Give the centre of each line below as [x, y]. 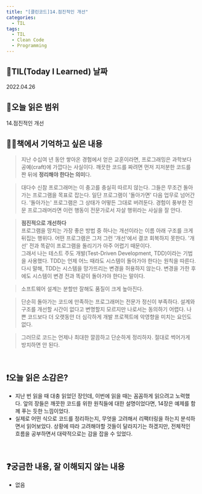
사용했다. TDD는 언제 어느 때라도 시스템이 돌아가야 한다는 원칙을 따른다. [112, 261]
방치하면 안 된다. [40, 345]
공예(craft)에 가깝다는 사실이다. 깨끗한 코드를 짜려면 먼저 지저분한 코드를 [106, 167]
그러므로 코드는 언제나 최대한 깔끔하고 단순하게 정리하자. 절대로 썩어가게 [106, 337]
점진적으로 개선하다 [44, 223]
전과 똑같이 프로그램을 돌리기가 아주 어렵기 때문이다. [90, 246]
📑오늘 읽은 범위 [33, 107]
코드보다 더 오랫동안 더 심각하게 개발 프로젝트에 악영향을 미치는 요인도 [109, 317]
